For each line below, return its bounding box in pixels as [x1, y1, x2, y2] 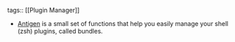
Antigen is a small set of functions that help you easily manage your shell [17, 20, 229, 27]
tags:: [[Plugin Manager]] [7, 6, 80, 14]
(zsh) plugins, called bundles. [17, 27, 103, 35]
